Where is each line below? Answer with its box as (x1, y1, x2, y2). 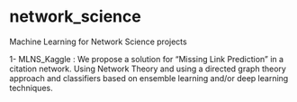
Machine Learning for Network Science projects (9, 36, 187, 47)
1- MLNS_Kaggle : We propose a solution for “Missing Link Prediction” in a (9, 53, 284, 64)
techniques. (9, 82, 53, 93)
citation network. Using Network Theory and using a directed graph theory (9, 63, 286, 74)
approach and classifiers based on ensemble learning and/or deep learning (9, 72, 289, 83)
